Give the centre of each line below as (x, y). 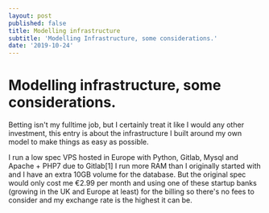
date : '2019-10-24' (41, 46)
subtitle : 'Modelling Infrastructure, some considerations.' (113, 38)
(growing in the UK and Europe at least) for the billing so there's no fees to (132, 192)
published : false (37, 23)
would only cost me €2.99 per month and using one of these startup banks (133, 183)
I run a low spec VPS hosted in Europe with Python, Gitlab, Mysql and (124, 158)
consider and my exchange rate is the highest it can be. (100, 200)
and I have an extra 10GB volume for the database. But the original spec (127, 174)
